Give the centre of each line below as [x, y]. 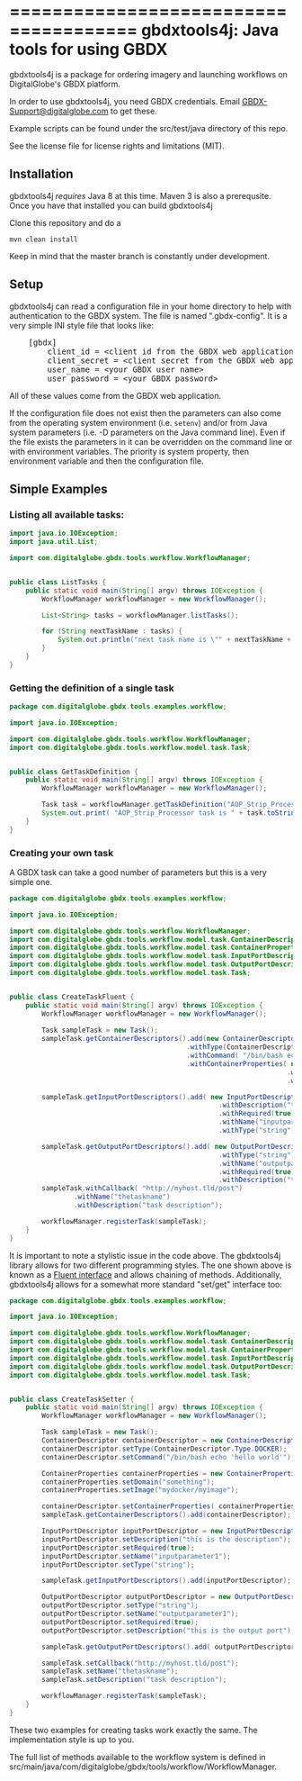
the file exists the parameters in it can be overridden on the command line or [151, 441]
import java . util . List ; [54, 542]
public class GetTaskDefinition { [74, 772]
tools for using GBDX [89, 50]
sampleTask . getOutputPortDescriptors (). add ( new [134, 1146]
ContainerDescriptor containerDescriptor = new [132, 1441]
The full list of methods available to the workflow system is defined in [138, 1757]
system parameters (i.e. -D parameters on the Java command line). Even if [147, 432]
